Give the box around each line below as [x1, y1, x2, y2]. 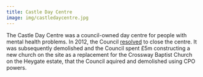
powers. [6, 64, 27, 71]
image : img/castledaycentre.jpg [6, 15, 89, 21]
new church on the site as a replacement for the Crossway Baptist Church [6, 51, 193, 58]
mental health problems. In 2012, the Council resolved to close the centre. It [6, 38, 197, 45]
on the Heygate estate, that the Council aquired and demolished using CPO [6, 57, 196, 65]
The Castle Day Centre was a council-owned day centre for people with [6, 31, 187, 38]
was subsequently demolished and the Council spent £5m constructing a [6, 44, 191, 52]
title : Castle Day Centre [6, 9, 72, 15]
